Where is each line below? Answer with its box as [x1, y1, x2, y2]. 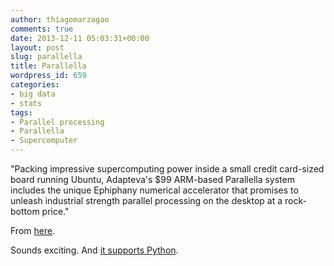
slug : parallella [10, 52, 83, 62]
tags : [10, 107, 33, 118]
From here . [10, 225, 56, 236]
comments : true [10, 24, 74, 34]
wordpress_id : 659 [10, 71, 87, 81]
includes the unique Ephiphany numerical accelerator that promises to [10, 184, 299, 196]
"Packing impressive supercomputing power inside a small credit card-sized [10, 163, 325, 175]
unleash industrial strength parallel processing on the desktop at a [10, 195, 283, 206]
